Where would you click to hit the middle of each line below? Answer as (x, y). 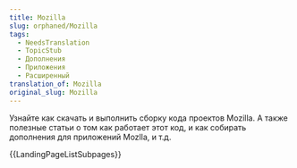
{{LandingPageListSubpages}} (66, 154)
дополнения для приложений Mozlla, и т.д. (90, 137)
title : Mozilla (38, 17)
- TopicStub (40, 51)
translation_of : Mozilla (55, 84)
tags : (19, 34)
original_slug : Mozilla (54, 92)
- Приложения (42, 68)
